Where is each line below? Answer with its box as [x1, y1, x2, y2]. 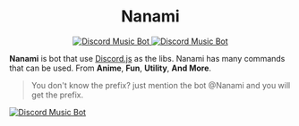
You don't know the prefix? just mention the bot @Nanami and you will [30, 80, 291, 90]
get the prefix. [30, 89, 84, 100]
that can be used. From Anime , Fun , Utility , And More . [9, 63, 212, 73]
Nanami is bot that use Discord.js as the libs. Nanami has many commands [9, 53, 286, 63]
